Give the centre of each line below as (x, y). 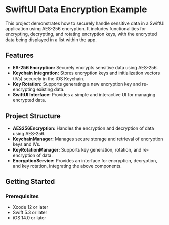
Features (19, 55)
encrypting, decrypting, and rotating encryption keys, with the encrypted (81, 34)
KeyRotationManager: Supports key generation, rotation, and (77, 149)
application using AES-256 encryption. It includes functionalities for (76, 28)
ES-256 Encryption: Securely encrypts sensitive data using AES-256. (85, 67)
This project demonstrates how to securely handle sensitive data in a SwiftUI (85, 23)
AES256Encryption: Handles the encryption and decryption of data (83, 128)
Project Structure (33, 116)
